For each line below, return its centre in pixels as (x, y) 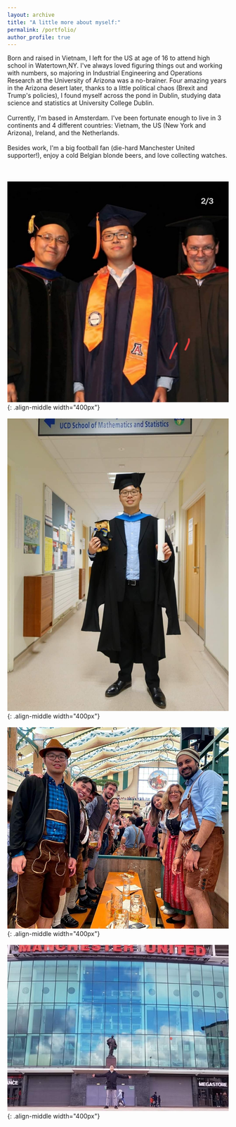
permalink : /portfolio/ (42, 30)
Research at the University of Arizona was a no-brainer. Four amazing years (117, 80)
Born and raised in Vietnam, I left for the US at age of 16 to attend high (109, 58)
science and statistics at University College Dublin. (81, 103)
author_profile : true (39, 37)
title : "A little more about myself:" (64, 22)
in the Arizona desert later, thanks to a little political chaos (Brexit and (107, 88)
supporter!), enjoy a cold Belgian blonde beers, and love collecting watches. (117, 156)
